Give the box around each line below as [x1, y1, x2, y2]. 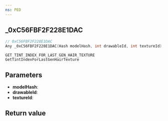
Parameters [5, 70, 42, 79]
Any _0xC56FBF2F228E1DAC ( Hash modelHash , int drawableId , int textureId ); [5, 43, 164, 49]
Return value [5, 109, 46, 117]
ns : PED [5, 7, 21, 12]
